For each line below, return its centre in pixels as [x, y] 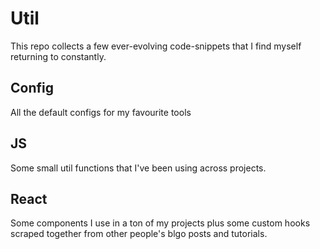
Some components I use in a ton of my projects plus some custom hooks [160, 223]
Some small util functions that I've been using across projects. [138, 168]
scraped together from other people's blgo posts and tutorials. [139, 234]
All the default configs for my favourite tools [101, 112]
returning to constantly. [58, 56]
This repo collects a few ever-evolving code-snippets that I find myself [156, 46]
